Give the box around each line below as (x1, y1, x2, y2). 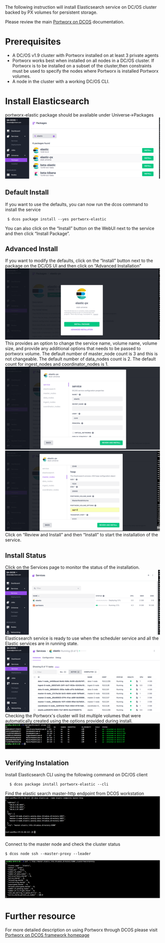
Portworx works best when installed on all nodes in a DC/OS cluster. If (12, 58, 155, 63)
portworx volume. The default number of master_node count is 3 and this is (5, 351, 158, 356)
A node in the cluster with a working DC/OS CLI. (12, 78, 110, 84)
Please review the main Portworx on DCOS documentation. (5, 19, 125, 25)
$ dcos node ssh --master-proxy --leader (5, 852, 91, 856)
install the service (5, 206, 41, 212)
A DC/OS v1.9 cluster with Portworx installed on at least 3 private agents (12, 52, 159, 58)
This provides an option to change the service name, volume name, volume (5, 340, 158, 346)
